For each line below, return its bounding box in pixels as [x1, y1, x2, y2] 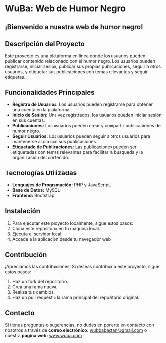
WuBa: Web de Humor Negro [5, 3, 126, 14]
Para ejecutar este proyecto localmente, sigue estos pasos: [12, 220, 134, 226]
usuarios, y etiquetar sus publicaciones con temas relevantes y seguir [5, 69, 148, 75]
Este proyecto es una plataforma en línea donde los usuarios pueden [5, 53, 146, 59]
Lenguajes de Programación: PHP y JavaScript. [12, 182, 111, 188]
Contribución [5, 251, 47, 259]
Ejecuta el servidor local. [12, 231, 63, 237]
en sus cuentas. [12, 117, 45, 123]
